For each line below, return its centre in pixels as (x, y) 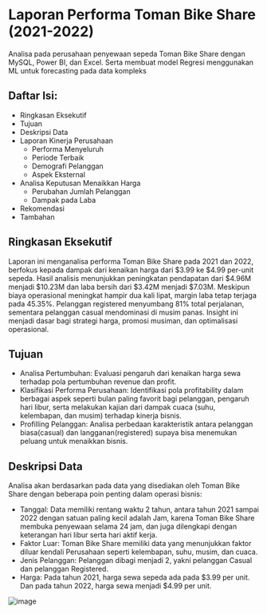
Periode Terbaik (58, 157)
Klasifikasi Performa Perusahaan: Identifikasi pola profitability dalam (132, 390)
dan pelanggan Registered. (64, 569)
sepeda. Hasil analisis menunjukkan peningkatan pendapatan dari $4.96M (130, 278)
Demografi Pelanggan (67, 166)
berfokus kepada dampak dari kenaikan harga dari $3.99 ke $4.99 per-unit (131, 270)
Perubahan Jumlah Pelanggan (81, 191)
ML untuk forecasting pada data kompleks (78, 70)
